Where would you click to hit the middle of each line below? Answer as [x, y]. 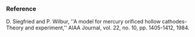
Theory [15, 28]
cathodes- [174, 22]
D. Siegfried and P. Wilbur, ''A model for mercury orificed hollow [83, 22]
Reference [21, 9]
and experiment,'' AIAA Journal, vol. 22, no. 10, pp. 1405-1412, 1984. [107, 28]
